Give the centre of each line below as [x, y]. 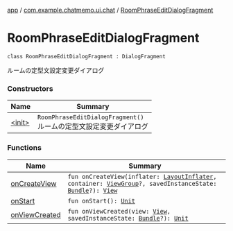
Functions [24, 148]
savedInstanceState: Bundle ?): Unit [128, 218]
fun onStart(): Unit [101, 201]
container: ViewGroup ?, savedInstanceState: [142, 183]
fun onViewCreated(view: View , [119, 211]
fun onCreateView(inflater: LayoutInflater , [142, 177]
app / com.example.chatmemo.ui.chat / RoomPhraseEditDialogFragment [110, 10]
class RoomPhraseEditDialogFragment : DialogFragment [87, 56]
